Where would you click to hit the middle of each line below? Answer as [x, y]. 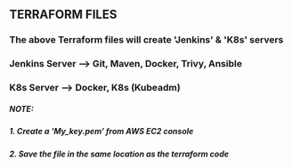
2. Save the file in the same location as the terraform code [119, 154]
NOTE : [21, 108]
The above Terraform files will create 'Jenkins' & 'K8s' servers [146, 40]
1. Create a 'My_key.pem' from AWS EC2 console [101, 132]
